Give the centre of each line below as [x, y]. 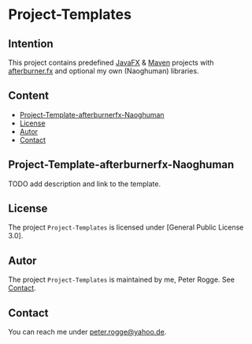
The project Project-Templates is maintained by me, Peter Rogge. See [121, 280]
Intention [31, 44]
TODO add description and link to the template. [85, 184]
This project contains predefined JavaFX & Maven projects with [111, 62]
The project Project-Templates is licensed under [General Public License [126, 227]
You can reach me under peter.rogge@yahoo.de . [87, 332]
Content [29, 96]
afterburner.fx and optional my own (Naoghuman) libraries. [104, 71]
